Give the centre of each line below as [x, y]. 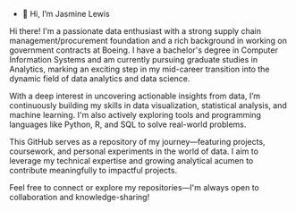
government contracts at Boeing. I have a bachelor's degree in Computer [144, 50]
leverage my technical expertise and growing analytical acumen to [131, 160]
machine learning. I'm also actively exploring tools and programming [135, 115]
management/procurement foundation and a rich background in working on [148, 41]
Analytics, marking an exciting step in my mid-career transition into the [140, 69]
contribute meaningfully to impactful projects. [93, 170]
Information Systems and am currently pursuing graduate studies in [133, 59]
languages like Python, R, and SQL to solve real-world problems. [128, 124]
